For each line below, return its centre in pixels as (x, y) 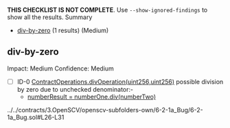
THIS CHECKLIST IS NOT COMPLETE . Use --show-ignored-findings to (107, 10)
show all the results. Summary (50, 17)
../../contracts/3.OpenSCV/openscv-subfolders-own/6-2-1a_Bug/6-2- (105, 110)
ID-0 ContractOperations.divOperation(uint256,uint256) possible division (120, 81)
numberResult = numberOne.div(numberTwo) (92, 97)
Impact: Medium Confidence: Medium (61, 68)
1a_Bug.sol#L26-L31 (36, 117)
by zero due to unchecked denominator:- (75, 89)
